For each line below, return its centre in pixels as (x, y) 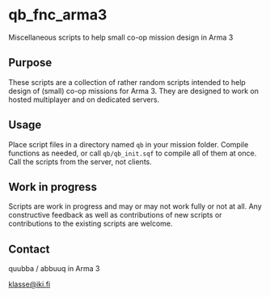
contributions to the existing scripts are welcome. (91, 223)
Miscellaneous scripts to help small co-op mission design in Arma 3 (121, 37)
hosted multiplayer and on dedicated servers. (84, 100)
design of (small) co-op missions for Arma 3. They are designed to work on (133, 91)
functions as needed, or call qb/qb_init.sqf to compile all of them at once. (133, 153)
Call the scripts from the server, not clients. (80, 161)
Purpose (30, 63)
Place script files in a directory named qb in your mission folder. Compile (129, 144)
